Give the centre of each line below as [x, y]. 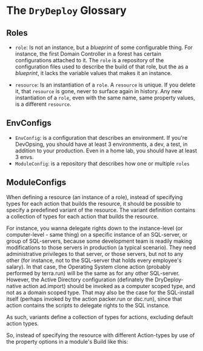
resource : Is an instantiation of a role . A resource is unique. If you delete [105, 85]
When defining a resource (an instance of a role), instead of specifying [95, 197]
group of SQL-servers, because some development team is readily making [99, 241]
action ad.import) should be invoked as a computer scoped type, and [109, 286]
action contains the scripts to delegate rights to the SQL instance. [88, 305]
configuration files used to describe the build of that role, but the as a [101, 67]
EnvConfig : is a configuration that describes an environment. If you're [101, 137]
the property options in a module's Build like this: [67, 341]
